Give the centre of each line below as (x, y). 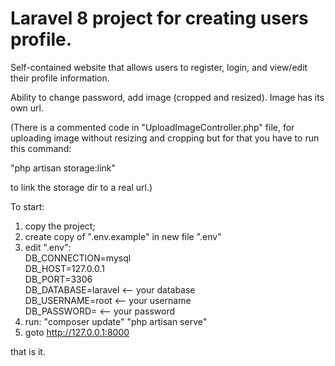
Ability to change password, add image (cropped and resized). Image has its (167, 97)
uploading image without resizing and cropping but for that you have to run (165, 138)
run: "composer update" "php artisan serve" (116, 321)
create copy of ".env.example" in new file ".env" (123, 236)
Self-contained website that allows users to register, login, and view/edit (159, 67)
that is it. (28, 351)
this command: (41, 148)
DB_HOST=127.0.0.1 (64, 268)
